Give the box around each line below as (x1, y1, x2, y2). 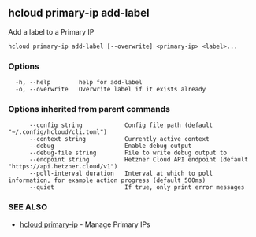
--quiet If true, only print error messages (28, 183, 245, 191)
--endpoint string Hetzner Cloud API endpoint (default (28, 156, 248, 164)
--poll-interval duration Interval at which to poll (28, 169, 213, 178)
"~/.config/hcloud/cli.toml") (8, 128, 108, 136)
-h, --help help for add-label (15, 79, 143, 87)
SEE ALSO (8, 202, 48, 213)
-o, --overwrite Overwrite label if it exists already (15, 86, 206, 94)
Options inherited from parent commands (8, 104, 171, 115)
